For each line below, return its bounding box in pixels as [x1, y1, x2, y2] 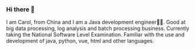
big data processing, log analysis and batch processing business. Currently [6, 25, 190, 32]
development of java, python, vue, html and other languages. [6, 38, 155, 45]
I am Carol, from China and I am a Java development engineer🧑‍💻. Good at [6, 19, 186, 26]
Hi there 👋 [6, 5, 35, 14]
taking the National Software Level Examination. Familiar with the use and [6, 31, 185, 38]
